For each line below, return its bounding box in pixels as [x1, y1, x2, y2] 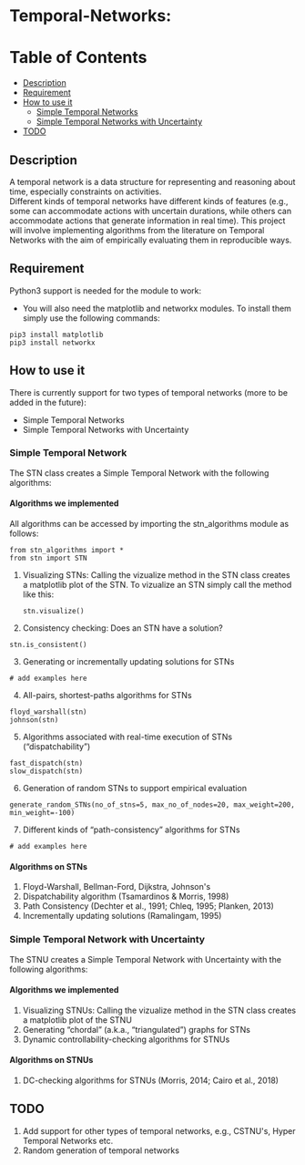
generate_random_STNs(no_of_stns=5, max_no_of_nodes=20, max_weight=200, [9, 800, 296, 809]
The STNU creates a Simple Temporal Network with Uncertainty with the [9, 954, 282, 964]
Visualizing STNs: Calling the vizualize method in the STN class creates [22, 570, 290, 581]
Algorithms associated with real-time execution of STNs [22, 731, 233, 743]
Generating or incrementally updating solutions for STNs [22, 656, 235, 667]
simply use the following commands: [22, 312, 161, 324]
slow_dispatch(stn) [9, 767, 84, 776]
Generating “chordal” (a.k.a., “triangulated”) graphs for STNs [22, 1024, 250, 1035]
